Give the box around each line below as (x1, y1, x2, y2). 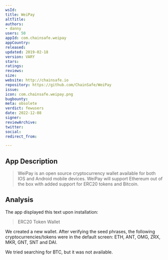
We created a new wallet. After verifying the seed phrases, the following (5, 228, 155, 234)
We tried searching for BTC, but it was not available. (5, 249, 114, 255)
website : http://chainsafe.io (5, 78, 69, 83)
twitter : (5, 124, 24, 129)
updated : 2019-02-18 (5, 49, 49, 54)
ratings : (5, 63, 24, 69)
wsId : (5, 7, 17, 13)
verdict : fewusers (5, 106, 44, 111)
